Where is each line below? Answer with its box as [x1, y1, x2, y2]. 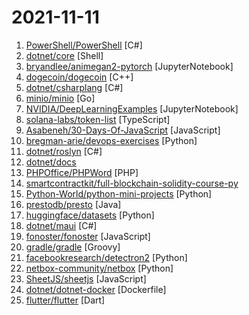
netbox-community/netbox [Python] [25, 262, 174, 274]
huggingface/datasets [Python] [25, 209, 155, 221]
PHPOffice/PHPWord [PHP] [25, 166, 139, 178]
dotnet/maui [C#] [25, 219, 98, 231]
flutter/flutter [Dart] [25, 294, 106, 306]
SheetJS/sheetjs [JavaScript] [25, 272, 147, 285]
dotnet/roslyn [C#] [25, 145, 103, 157]
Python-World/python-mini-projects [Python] [25, 187, 213, 200]
